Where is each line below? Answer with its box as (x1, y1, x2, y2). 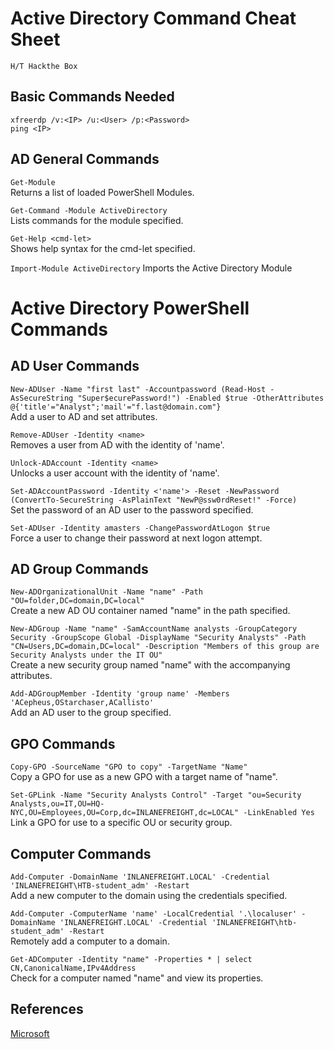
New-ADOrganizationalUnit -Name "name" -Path (10, 587, 203, 597)
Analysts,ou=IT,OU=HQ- (10, 799, 105, 809)
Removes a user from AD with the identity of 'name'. (10, 438, 225, 451)
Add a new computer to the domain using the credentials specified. (10, 890, 288, 901)
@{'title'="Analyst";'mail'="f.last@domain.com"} (10, 402, 222, 412)
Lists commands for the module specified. (10, 214, 184, 226)
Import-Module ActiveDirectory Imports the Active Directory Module (10, 262, 293, 274)
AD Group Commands (10, 560, 149, 577)
